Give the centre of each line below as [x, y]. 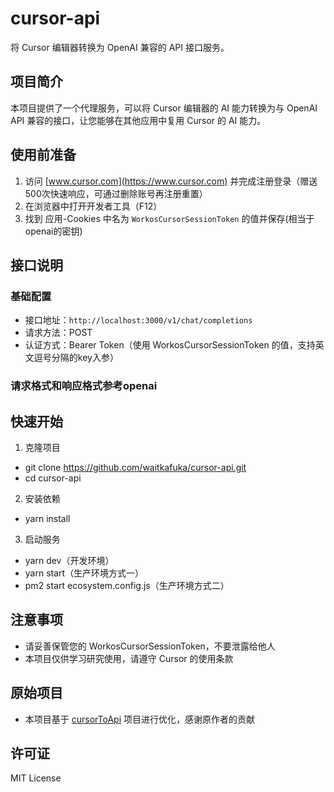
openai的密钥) [53, 231]
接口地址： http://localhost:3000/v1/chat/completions [138, 320]
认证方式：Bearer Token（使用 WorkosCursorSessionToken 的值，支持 [170, 345]
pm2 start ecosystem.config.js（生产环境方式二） [127, 585]
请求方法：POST [58, 333]
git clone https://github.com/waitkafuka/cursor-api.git [135, 467]
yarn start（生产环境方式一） [84, 573]
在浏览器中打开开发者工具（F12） [93, 206]
